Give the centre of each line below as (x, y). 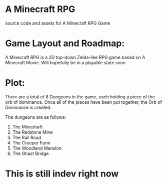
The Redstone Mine (32, 132)
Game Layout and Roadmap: (65, 43)
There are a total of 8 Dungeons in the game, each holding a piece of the (80, 97)
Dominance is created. (28, 107)
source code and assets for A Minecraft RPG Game (58, 23)
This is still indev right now (62, 173)
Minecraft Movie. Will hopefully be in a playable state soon (65, 62)
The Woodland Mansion (37, 148)
